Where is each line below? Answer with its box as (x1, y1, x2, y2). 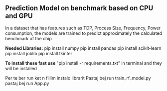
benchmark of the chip (5, 35, 52, 41)
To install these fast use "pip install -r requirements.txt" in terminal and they (5, 60, 162, 66)
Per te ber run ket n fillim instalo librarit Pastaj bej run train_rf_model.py (5, 75, 151, 81)
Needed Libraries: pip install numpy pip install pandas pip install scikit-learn (5, 45, 162, 51)
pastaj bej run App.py (5, 80, 49, 86)
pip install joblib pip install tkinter (5, 50, 72, 56)
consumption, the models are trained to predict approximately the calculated (5, 30, 163, 36)
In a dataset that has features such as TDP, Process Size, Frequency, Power (5, 25, 161, 31)
